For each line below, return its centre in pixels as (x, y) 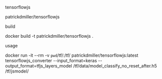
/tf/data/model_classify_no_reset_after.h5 (115, 66)
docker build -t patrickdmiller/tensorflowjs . (49, 36)
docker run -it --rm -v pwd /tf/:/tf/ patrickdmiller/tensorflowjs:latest (72, 55)
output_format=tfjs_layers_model (39, 66)
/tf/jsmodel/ (17, 71)
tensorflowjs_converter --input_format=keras (51, 61)
